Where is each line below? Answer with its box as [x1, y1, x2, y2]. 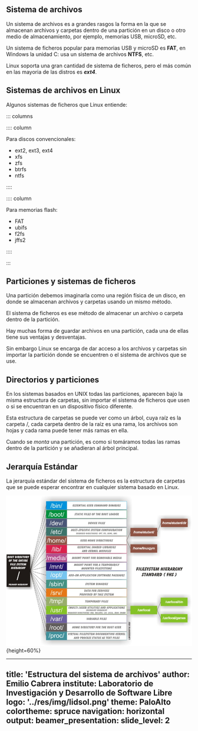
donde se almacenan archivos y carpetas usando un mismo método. [6, 298, 173, 306]
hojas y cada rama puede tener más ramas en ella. [6, 427, 128, 434]
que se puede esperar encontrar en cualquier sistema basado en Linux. [6, 484, 180, 491]
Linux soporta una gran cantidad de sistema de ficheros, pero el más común [6, 62, 192, 69]
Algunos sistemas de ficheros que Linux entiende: [6, 101, 128, 108]
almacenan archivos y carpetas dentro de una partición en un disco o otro [6, 27, 186, 34]
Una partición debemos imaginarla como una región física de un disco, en [6, 292, 186, 299]
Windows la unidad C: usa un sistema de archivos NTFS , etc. [6, 50, 154, 58]
